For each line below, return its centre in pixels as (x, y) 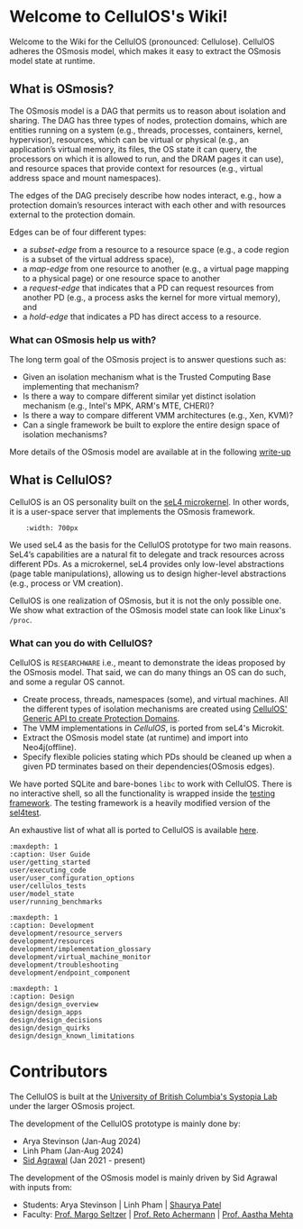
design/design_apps (46, 1013)
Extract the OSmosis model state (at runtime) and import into (135, 738)
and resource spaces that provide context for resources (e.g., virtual (136, 168)
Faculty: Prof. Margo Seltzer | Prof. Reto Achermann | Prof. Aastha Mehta (158, 1215)
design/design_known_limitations (72, 1036)
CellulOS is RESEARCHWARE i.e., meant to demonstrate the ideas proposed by (147, 663)
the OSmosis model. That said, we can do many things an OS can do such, (148, 673)
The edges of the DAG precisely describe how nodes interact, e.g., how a (146, 195)
